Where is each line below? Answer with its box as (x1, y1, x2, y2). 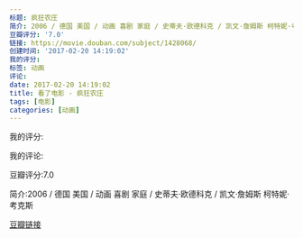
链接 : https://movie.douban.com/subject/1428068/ (9, 38, 197, 48)
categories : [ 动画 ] (9, 105, 80, 114)
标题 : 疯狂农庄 (9, 13, 59, 23)
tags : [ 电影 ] (9, 96, 56, 106)
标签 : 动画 (9, 64, 45, 73)
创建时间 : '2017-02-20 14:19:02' (9, 47, 130, 56)
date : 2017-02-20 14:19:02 (9, 80, 111, 89)
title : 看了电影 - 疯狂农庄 (9, 88, 104, 97)
